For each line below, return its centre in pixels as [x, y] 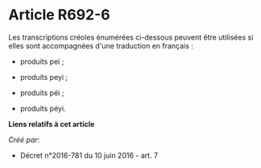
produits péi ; [42, 92]
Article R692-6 [59, 15]
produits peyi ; [44, 77]
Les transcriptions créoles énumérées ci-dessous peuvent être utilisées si [131, 37]
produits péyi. [43, 108]
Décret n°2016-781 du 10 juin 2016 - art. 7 [89, 155]
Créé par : [24, 140]
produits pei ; [42, 61]
